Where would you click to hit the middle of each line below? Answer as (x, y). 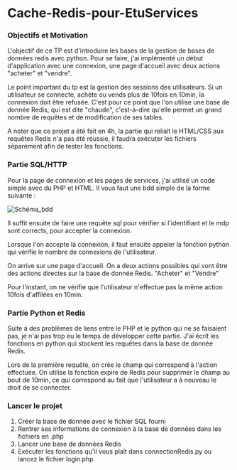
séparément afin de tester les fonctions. (66, 146)
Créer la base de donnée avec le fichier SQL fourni (92, 422)
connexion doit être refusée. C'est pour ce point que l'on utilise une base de (118, 102)
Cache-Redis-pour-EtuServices (103, 13)
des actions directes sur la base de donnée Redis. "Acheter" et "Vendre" (113, 273)
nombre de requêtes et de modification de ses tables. (86, 117)
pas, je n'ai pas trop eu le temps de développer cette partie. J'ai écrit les (113, 336)
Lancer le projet (35, 406)
